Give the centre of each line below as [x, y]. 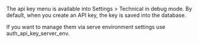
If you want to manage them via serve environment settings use [86, 27]
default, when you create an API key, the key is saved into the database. [96, 15]
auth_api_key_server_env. [38, 33]
